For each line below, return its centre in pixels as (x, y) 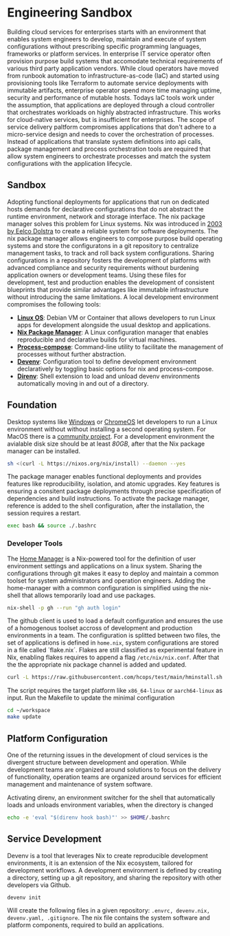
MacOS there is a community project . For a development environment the (111, 436)
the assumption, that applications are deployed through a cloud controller (111, 105)
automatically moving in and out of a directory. (83, 383)
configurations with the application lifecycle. (70, 163)
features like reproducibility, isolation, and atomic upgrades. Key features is (114, 484)
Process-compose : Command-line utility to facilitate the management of (120, 346)
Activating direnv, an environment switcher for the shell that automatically (111, 798)
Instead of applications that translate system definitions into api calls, (105, 141)
